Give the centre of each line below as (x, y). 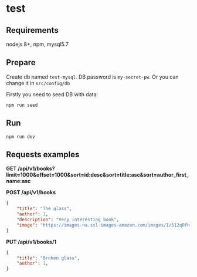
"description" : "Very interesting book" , (68, 220)
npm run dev (21, 137)
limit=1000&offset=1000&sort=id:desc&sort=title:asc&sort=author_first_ (98, 175)
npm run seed (22, 105)
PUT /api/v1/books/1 (31, 242)
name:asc (18, 181)
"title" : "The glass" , (44, 209)
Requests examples (43, 155)
